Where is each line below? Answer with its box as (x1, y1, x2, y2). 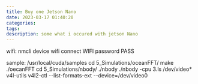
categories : (6, 20, 36, 26)
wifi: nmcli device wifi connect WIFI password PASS (6, 47, 134, 55)
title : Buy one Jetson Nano (6, 8, 77, 15)
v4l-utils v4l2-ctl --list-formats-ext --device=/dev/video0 (6, 72, 148, 79)
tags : (6, 25, 20, 32)
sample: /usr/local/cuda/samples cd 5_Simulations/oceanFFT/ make (6, 59, 174, 67)
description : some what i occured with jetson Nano (6, 31, 138, 37)
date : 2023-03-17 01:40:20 (6, 14, 74, 20)
